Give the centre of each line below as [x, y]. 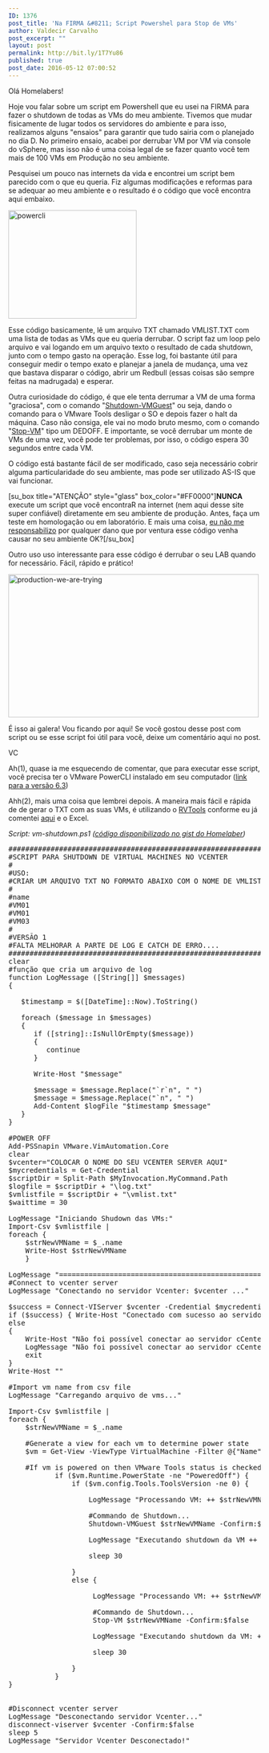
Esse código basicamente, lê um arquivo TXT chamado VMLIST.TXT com [129, 329]
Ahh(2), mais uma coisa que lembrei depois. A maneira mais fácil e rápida [130, 801]
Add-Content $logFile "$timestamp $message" [122, 1106]
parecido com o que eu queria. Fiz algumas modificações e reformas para [130, 182]
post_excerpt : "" [37, 38]
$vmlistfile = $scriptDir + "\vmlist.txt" [93, 1194]
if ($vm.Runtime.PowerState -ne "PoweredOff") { [152, 1475]
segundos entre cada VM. [51, 447]
